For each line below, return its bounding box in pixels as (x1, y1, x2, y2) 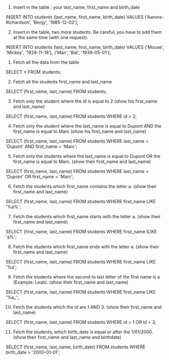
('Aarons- (144, 14, 164, 20)
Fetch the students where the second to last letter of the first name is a (13, 274, 160, 280)
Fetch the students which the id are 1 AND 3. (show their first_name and (13, 304, 162, 310)
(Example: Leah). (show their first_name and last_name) (13, 279, 129, 285)
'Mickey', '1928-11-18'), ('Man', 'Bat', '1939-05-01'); (6, 50, 111, 55)
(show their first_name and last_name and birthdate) (13, 334, 122, 340)
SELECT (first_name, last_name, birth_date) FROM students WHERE (6, 344, 146, 350)
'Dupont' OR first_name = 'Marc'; (6, 173, 74, 179)
